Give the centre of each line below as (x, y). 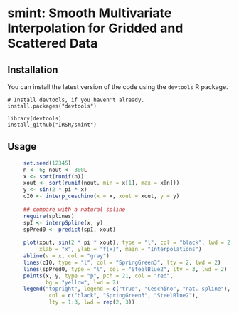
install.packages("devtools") (52, 106)
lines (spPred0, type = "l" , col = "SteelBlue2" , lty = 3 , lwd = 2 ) (125, 269)
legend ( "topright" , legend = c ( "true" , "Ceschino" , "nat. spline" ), (127, 289)
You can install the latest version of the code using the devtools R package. (118, 87)
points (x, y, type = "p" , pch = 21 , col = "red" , (98, 276)
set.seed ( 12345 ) (47, 163)
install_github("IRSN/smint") (52, 125)
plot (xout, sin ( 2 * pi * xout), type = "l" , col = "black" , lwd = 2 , (128, 243)
